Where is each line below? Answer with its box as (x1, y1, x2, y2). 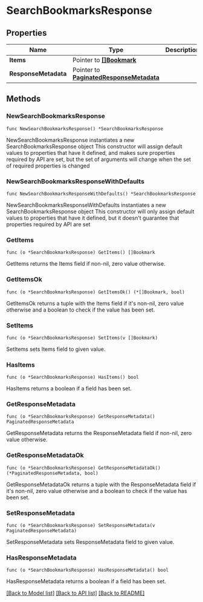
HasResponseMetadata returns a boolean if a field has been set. (6, 578, 166, 585)
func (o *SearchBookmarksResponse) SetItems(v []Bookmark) (6, 335, 158, 341)
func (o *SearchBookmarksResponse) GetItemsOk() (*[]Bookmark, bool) (6, 289, 185, 295)
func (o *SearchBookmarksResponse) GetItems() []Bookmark (6, 249, 155, 256)
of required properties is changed (6, 162, 90, 169)
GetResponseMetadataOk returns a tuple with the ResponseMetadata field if (6, 480, 196, 488)
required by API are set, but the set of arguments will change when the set (6, 155, 192, 163)
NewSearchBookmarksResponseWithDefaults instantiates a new (6, 201, 166, 209)
